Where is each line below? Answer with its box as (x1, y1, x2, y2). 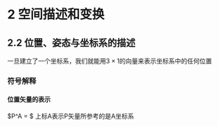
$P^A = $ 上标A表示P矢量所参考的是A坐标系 (7, 112, 134, 121)
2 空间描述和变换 (7, 6, 105, 23)
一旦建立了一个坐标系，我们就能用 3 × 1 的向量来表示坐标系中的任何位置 (7, 57, 213, 65)
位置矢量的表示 (7, 95, 51, 103)
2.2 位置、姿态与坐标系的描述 (7, 37, 136, 49)
